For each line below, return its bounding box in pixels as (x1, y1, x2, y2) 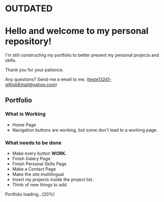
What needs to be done (5, 139, 62, 146)
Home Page (12, 121, 36, 128)
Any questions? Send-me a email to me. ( (5, 77, 88, 83)
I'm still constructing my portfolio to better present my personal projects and (5, 52, 160, 58)
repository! (5, 36, 52, 47)
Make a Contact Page (12, 166, 56, 172)
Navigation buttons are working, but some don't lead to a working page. (12, 127, 158, 133)
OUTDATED (5, 3, 53, 14)
